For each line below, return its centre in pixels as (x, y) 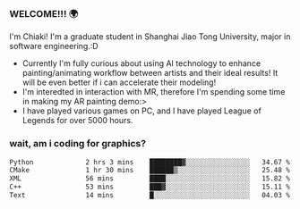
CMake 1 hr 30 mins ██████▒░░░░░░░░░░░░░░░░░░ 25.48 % (150, 171)
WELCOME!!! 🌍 (44, 13)
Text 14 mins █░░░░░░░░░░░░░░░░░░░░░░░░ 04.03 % (150, 196)
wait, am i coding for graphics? (77, 144)
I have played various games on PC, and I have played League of (141, 111)
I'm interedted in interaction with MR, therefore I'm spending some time (154, 92)
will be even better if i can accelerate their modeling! (119, 82)
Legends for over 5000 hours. (77, 121)
